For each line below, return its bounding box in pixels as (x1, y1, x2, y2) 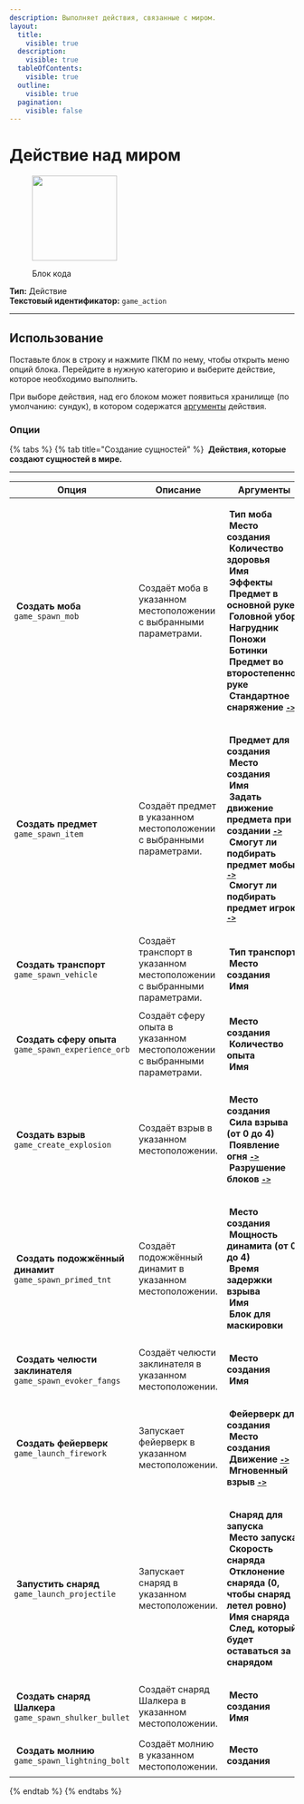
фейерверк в (138, 1436, 195, 1448)
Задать (229, 790, 262, 803)
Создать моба (16, 600, 81, 613)
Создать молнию (16, 1744, 95, 1757)
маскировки (226, 1319, 283, 1332)
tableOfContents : (17, 64, 83, 74)
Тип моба (229, 508, 273, 521)
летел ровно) (226, 1599, 287, 1612)
